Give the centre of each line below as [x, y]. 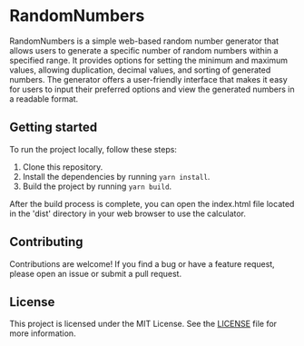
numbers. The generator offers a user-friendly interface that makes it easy [148, 79]
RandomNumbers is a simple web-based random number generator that [144, 41]
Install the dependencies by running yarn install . [116, 176]
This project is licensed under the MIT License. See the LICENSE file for [143, 324]
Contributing [46, 242]
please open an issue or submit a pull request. [96, 273]
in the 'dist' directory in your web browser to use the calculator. [128, 213]
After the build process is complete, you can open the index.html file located [152, 203]
